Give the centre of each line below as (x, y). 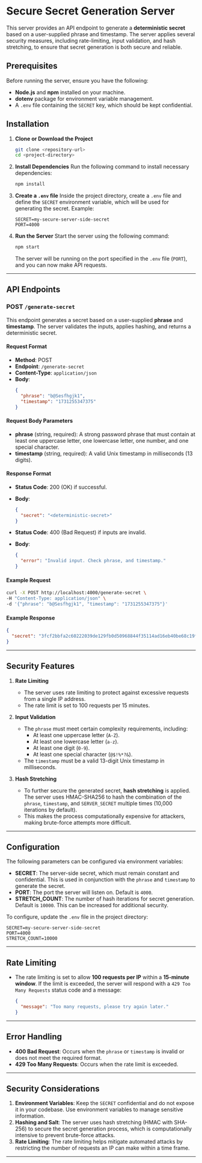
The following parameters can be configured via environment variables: (95, 861)
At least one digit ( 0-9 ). (61, 748)
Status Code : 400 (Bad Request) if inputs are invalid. (80, 533)
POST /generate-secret (41, 307)
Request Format (26, 347)
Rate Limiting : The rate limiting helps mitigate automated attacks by (99, 1142)
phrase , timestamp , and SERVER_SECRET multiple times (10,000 (98, 803)
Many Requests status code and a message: (68, 990)
